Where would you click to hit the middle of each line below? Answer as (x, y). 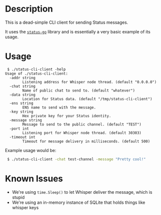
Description (29, 9)
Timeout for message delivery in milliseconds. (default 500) (86, 141)
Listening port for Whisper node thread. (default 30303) (82, 133)
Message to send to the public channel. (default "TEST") (82, 124)
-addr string (22, 78)
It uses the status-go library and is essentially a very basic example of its (78, 31)
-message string (26, 120)
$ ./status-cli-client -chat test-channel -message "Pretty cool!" (76, 159)
